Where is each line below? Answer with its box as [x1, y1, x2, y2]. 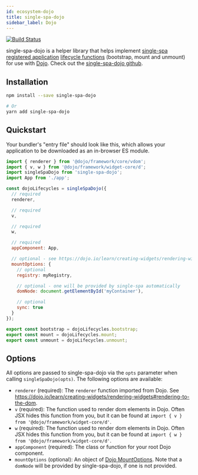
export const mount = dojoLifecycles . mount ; [6, 331, 117, 337]
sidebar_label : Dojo [6, 19, 57, 25]
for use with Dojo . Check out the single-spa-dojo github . [6, 60, 143, 67]
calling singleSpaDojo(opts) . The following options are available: [6, 376, 163, 383]
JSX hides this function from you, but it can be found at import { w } [14, 431, 183, 438]
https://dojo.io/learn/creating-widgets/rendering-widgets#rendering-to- [14, 393, 190, 401]
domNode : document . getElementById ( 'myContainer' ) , [16, 288, 144, 294]
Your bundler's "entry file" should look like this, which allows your [6, 141, 166, 148]
